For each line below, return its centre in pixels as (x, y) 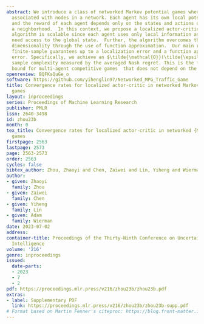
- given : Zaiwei (27, 193)
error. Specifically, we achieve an (58, 57)
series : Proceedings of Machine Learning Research (72, 102)
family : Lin (27, 210)
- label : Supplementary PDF (42, 300)
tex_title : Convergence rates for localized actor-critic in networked (99, 131)
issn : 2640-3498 (27, 114)
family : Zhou (28, 187)
